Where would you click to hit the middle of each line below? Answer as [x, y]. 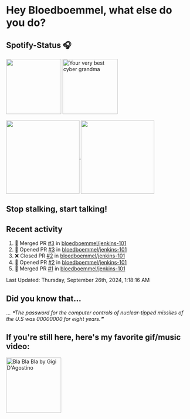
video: [18, 346]
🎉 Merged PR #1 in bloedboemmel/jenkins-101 [70, 269]
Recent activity [34, 229]
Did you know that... [44, 298]
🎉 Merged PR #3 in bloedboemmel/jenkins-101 [70, 243]
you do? [26, 23]
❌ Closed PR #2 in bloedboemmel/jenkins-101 [69, 256]
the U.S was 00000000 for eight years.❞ [55, 319]
